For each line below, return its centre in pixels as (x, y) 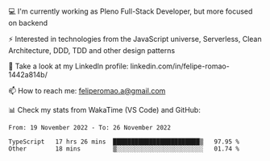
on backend (28, 23)
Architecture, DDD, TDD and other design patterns (92, 50)
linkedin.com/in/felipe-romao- (180, 66)
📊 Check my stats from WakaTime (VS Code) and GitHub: (105, 110)
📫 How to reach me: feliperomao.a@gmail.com (87, 91)
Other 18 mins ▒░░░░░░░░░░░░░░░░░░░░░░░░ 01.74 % (124, 149)
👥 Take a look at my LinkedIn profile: (69, 66)
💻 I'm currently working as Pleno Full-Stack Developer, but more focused (131, 11)
